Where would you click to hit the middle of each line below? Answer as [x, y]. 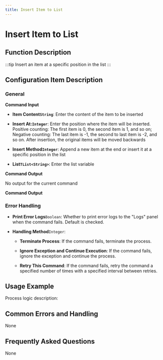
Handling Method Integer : [39, 231]
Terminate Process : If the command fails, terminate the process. [86, 241]
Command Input [22, 105]
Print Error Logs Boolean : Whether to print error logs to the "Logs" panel [85, 216]
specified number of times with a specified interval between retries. [88, 271]
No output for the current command [41, 183]
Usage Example [30, 286]
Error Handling [23, 206]
